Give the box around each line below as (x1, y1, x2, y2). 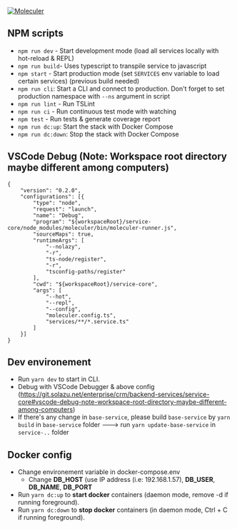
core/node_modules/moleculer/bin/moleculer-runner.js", (7, 224, 177, 231)
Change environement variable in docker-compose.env (17, 468, 181, 476)
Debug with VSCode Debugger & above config (17, 383, 155, 391)
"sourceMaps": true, (33, 231, 94, 238)
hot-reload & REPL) (17, 54, 75, 62)
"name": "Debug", (33, 211, 84, 219)
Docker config (7, 448, 72, 460)
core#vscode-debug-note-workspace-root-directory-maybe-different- (17, 398, 227, 406)
